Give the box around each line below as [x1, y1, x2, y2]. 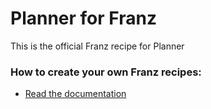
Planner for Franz [10, 7, 157, 30]
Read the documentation [24, 88, 127, 100]
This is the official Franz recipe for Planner [10, 40, 185, 52]
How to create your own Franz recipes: [10, 65, 202, 79]
